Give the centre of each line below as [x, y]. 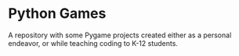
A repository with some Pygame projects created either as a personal [120, 35]
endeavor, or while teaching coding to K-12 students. [93, 43]
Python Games [57, 14]
